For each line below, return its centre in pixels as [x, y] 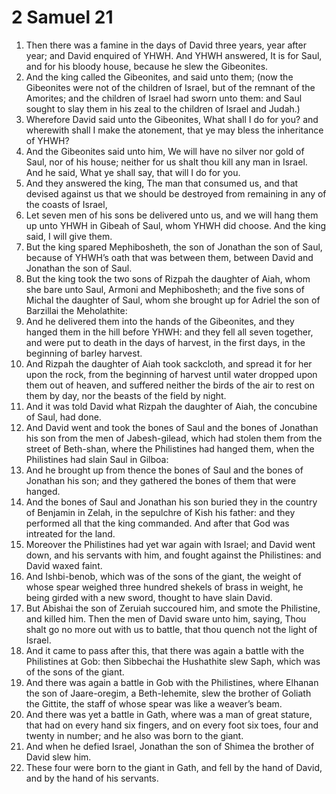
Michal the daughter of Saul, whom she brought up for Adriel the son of [173, 300]
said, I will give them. [69, 236]
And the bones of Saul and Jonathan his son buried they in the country [171, 502]
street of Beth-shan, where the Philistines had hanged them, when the [170, 448]
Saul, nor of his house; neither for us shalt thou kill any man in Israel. [166, 162]
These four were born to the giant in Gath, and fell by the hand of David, [174, 767]
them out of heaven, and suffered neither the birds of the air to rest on [170, 385]
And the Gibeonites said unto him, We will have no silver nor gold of [165, 151]
